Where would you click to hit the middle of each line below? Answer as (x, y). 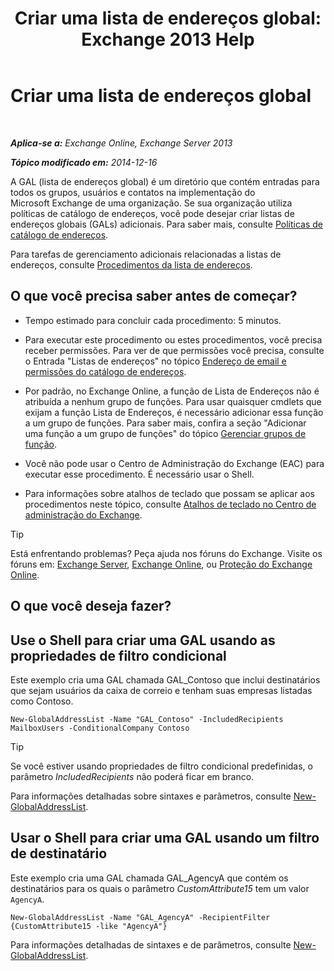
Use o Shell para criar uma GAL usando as (143, 640)
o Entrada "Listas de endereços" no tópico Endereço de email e (155, 361)
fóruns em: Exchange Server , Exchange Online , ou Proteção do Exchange (161, 564)
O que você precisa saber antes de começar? (154, 296)
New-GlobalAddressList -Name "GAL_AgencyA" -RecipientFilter (140, 917)
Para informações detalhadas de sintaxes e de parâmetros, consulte (151, 944)
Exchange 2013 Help (168, 39)
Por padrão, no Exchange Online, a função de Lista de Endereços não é (172, 391)
